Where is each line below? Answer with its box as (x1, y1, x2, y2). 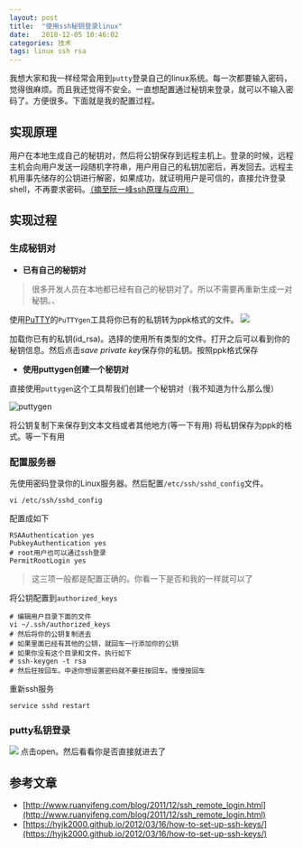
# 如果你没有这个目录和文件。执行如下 (9, 648, 133, 657)
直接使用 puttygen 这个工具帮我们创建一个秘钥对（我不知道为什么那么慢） (9, 383, 280, 394)
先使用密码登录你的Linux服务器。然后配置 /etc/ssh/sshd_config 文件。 (9, 478, 269, 489)
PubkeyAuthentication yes (9, 538, 106, 547)
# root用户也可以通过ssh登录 (9, 548, 106, 557)
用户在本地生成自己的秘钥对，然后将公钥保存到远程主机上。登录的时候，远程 (9, 150, 294, 161)
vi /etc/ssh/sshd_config (9, 496, 103, 505)
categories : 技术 (9, 38, 72, 48)
